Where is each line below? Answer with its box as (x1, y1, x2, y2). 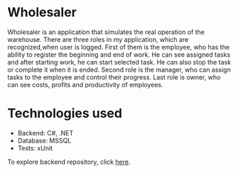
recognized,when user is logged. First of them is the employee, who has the (7, 43, 229, 51)
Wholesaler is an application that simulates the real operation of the (7, 28, 205, 36)
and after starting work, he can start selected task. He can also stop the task (7, 57, 232, 66)
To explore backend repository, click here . (7, 157, 131, 166)
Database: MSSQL (17, 136, 72, 145)
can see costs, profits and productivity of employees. (7, 80, 163, 89)
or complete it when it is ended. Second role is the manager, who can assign (7, 65, 231, 74)
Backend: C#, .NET (17, 128, 74, 137)
